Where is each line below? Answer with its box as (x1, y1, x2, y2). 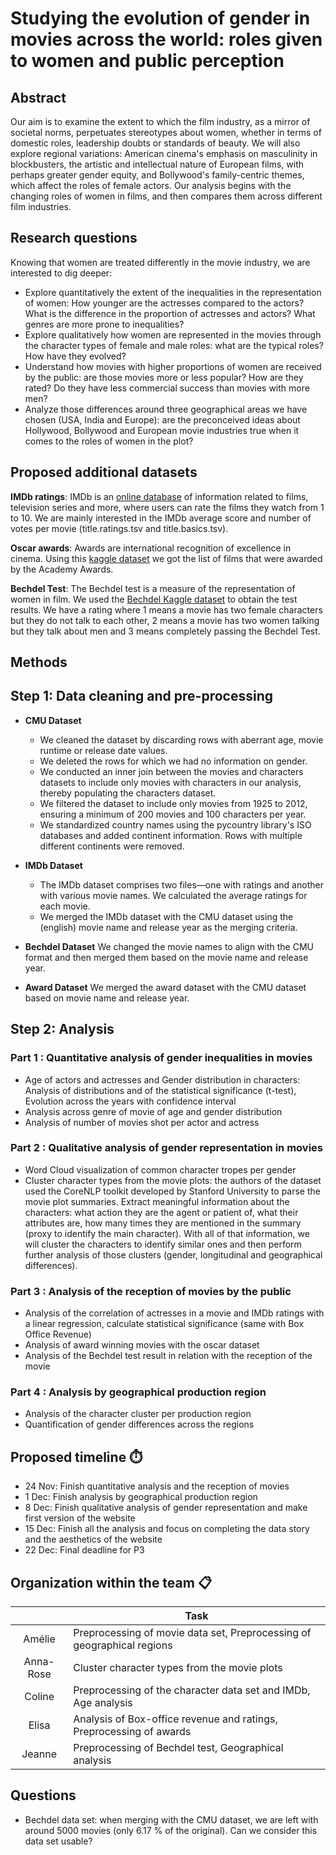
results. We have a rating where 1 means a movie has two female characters (10, 603, 323, 616)
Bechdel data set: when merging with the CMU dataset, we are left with (24, 1813, 319, 1826)
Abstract (10, 89, 67, 106)
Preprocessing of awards (73, 1725, 192, 1739)
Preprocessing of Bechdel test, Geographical (73, 1741, 284, 1755)
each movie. (39, 900, 91, 912)
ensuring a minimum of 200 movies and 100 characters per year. (39, 808, 307, 820)
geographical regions (73, 1638, 173, 1652)
